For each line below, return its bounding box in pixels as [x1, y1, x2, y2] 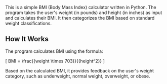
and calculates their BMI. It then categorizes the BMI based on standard [5, 15, 155, 21]
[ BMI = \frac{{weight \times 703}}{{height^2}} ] [5, 58, 105, 64]
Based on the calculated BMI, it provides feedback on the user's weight [5, 67, 154, 73]
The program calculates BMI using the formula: [5, 48, 103, 54]
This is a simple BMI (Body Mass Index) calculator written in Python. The [5, 5, 156, 10]
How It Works [5, 35, 49, 43]
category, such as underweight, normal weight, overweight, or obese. [5, 73, 150, 79]
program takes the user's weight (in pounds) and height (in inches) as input [5, 10, 162, 16]
